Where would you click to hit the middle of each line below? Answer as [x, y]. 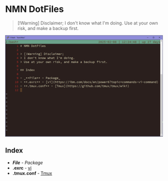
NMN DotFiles [34, 9]
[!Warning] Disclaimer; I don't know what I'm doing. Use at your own [88, 23]
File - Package [28, 163]
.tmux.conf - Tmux [32, 173]
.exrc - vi [22, 168]
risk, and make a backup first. [48, 28]
